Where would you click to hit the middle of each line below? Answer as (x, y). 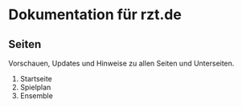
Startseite (36, 79)
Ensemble (37, 96)
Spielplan (35, 87)
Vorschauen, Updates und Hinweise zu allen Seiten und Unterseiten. (121, 63)
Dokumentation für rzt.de (95, 15)
